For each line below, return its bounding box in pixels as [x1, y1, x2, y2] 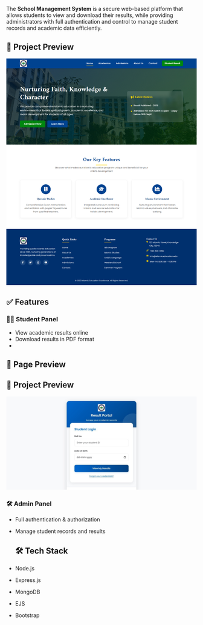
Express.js [14, 577, 41, 584]
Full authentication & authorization [14, 515, 100, 523]
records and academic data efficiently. [6, 24, 102, 32]
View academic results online [14, 329, 89, 336]
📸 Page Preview [6, 359, 66, 369]
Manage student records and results [14, 527, 106, 535]
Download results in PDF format [14, 335, 95, 343]
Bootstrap [14, 612, 40, 619]
